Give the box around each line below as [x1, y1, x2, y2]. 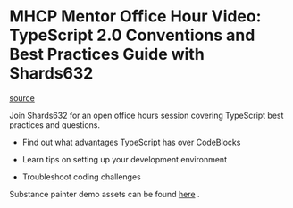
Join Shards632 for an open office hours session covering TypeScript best [9, 110, 284, 121]
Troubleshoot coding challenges [21, 171, 141, 182]
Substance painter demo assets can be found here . [9, 188, 200, 199]
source [9, 92, 36, 104]
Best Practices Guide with [9, 45, 205, 64]
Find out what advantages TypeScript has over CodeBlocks [21, 137, 241, 147]
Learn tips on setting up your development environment [21, 154, 228, 164]
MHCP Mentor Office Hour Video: [9, 6, 262, 27]
